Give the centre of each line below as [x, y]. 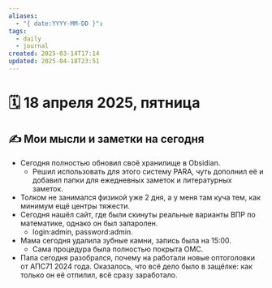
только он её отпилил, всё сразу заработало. [99, 275]
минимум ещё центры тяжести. [75, 206]
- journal [32, 46]
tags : [17, 31]
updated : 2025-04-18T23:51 [54, 62]
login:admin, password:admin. [82, 231]
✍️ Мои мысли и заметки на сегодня [106, 139]
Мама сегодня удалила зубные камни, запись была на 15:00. [125, 240]
